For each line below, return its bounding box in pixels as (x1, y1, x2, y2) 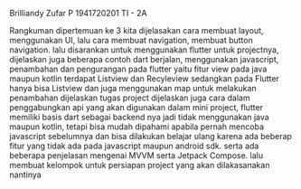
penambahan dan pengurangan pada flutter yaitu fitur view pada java (9, 63, 268, 74)
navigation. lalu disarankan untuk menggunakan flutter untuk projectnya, (9, 44, 279, 55)
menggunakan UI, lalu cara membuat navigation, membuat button (9, 35, 253, 45)
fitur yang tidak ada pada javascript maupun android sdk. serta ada (9, 140, 259, 151)
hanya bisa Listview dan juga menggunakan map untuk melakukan (9, 83, 257, 93)
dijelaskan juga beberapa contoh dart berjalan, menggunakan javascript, (9, 54, 279, 64)
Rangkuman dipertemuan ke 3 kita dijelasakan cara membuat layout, (9, 25, 264, 35)
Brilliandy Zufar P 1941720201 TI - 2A (9, 8, 147, 18)
